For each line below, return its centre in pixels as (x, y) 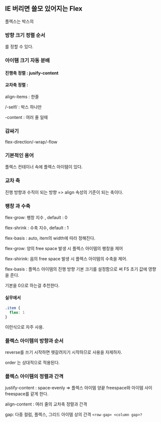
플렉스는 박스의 (19, 21)
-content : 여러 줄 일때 (26, 117)
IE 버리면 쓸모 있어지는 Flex (44, 9)
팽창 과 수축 (18, 206)
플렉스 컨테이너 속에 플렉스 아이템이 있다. (44, 167)
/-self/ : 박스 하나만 (24, 107)
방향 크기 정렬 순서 (25, 35)
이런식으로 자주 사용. (24, 327)
